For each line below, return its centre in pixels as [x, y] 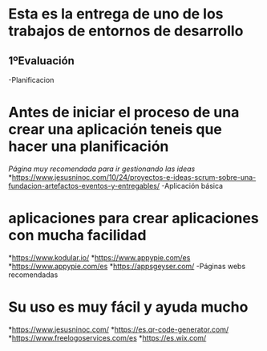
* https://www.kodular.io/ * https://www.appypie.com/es [99, 257]
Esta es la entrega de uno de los [116, 14]
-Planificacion [31, 80]
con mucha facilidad [77, 236]
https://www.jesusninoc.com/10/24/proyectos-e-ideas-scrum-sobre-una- [134, 177]
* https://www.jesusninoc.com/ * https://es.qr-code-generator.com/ [119, 329]
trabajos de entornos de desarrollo [126, 31]
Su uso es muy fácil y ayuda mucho [128, 307]
